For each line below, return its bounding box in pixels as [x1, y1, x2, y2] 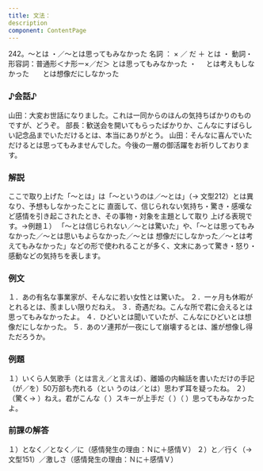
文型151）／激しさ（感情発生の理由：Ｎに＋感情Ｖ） [8, 454, 178, 464]
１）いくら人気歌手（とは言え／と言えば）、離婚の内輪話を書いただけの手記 [8, 373, 255, 383]
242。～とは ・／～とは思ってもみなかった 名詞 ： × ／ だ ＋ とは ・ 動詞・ [8, 49, 253, 59]
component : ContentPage [8, 26, 87, 34]
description [8, 19, 48, 27]
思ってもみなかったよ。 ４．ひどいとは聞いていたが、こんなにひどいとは [8, 312, 245, 322]
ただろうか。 [8, 332, 50, 342]
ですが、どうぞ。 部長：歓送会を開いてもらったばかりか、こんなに [8, 120, 225, 129]
